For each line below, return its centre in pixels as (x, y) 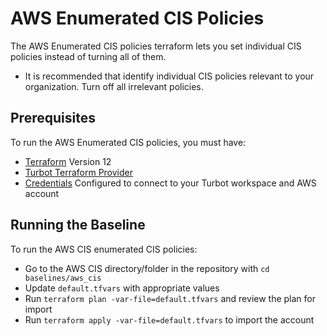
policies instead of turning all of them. (88, 56)
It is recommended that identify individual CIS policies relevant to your (169, 76)
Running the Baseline (78, 225)
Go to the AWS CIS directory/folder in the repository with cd (147, 268)
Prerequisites (53, 118)
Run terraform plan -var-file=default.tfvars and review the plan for (170, 298)
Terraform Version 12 (68, 161)
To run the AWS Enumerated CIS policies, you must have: (128, 142)
